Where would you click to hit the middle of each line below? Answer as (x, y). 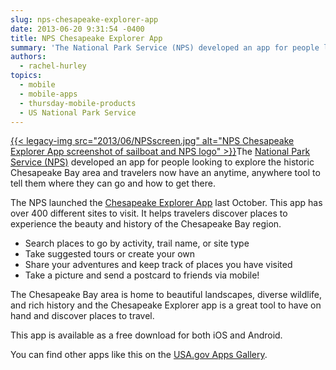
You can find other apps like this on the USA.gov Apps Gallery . (139, 355)
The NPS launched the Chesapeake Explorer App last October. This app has (166, 203)
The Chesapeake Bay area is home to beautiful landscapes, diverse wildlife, (166, 295)
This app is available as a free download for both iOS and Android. (146, 335)
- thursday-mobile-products (78, 103)
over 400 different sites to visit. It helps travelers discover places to (149, 213)
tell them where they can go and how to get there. (113, 183)
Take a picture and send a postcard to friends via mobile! (142, 275)
